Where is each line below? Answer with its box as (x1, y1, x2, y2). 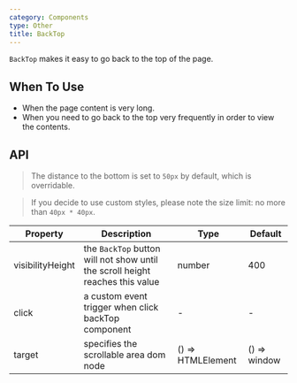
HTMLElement (177, 355, 237, 366)
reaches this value (83, 276, 160, 287)
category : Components (9, 12, 89, 22)
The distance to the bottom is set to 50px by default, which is (30, 171, 252, 181)
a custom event (83, 290, 148, 302)
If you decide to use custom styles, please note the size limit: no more (30, 197, 286, 208)
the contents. (21, 121, 71, 133)
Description (101, 227, 152, 240)
